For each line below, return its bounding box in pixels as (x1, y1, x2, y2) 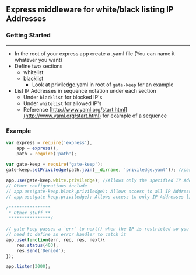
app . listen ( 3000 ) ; (6, 264, 51, 270)
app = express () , (16, 145, 59, 151)
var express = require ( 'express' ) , (6, 140, 93, 145)
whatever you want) (14, 56, 63, 63)
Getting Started (6, 32, 51, 40)
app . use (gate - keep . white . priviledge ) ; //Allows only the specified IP (6, 177, 181, 183)
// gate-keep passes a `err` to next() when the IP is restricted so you (6, 226, 190, 232)
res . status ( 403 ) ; (16, 242, 59, 248)
